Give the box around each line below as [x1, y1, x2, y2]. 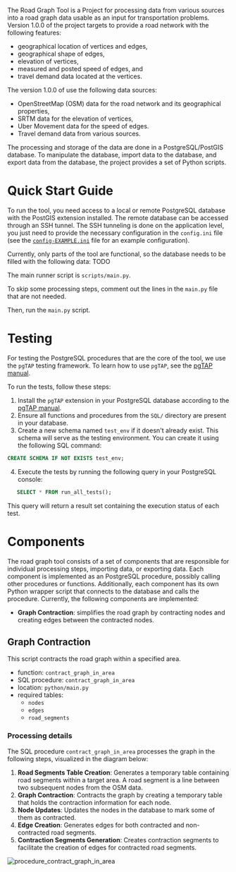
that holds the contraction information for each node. [17, 798, 172, 806]
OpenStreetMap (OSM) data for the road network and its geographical [17, 99, 221, 108]
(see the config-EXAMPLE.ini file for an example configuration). [7, 236, 190, 244]
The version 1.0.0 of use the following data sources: [7, 86, 157, 94]
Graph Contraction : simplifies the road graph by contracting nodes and [17, 608, 225, 617]
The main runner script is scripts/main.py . [7, 271, 132, 279]
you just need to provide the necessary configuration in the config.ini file [7, 229, 223, 237]
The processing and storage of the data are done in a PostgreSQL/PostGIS [7, 143, 224, 151]
